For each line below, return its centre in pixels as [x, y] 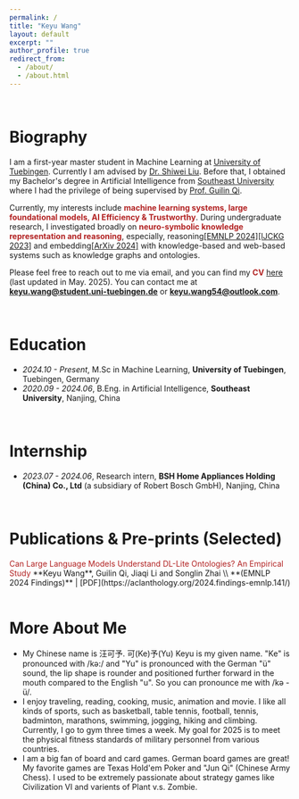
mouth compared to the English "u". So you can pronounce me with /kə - [156, 683]
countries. [41, 749]
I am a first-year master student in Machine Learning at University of [135, 162]
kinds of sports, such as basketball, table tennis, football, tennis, [140, 712]
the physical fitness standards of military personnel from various [141, 740]
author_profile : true [50, 51]
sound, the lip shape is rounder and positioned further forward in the [148, 673]
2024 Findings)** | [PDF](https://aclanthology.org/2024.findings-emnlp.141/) [150, 582]
